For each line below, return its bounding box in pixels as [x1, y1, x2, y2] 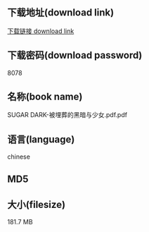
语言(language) [7, 133, 75, 145]
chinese [7, 152, 30, 161]
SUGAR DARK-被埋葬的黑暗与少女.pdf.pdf [7, 111, 128, 119]
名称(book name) [7, 91, 83, 103]
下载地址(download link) [7, 6, 115, 19]
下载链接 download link [7, 27, 74, 35]
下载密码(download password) [7, 49, 143, 61]
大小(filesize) [7, 199, 65, 211]
